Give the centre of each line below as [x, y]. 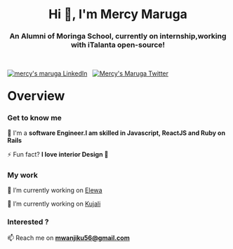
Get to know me [34, 118]
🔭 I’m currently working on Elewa [55, 190]
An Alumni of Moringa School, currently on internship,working [118, 36]
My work [23, 175]
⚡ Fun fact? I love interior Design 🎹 [58, 154]
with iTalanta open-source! [118, 45]
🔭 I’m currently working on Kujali [54, 204]
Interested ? [28, 222]
